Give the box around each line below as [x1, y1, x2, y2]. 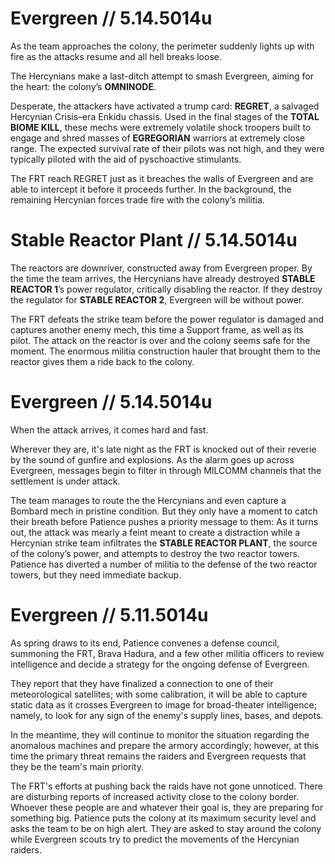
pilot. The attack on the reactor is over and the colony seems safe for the [10, 334, 311, 346]
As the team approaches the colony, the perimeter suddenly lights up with [10, 40, 315, 52]
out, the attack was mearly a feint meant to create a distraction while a [10, 526, 301, 538]
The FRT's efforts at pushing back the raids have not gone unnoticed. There [10, 780, 323, 792]
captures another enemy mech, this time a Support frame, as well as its [10, 323, 304, 336]
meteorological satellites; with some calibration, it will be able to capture [10, 688, 308, 700]
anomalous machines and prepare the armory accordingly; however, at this [10, 739, 320, 751]
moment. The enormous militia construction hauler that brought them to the [10, 345, 321, 357]
